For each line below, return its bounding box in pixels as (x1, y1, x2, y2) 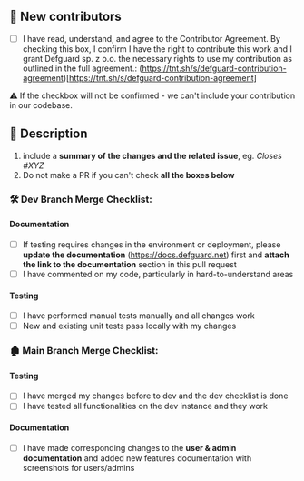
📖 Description (9, 126, 88, 142)
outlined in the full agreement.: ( (22, 63, 142, 74)
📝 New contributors (9, 9, 123, 25)
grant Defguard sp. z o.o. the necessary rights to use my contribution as (22, 53, 293, 64)
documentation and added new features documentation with (22, 452, 252, 464)
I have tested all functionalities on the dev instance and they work (22, 401, 268, 412)
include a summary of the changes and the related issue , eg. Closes (22, 150, 283, 161)
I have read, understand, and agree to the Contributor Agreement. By (22, 33, 281, 44)
